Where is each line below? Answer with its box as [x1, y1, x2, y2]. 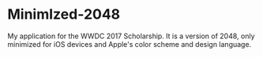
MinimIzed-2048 [7, 5, 121, 23]
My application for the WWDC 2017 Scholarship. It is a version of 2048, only [7, 31, 255, 41]
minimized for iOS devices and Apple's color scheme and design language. [7, 39, 252, 48]
